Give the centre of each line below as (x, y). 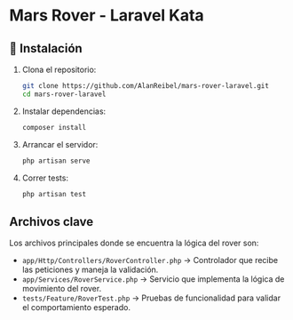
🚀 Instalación (46, 48)
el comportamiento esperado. (76, 308)
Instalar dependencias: (64, 111)
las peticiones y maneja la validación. (90, 270)
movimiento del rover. (62, 289)
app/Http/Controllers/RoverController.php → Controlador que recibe (150, 260)
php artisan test (54, 194)
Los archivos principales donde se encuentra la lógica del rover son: (134, 243)
